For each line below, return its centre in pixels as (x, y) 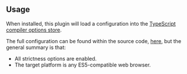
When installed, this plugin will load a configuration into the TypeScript (91, 23)
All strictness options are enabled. (56, 58)
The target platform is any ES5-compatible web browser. (82, 65)
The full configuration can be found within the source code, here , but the (94, 41)
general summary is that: (36, 47)
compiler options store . (34, 30)
